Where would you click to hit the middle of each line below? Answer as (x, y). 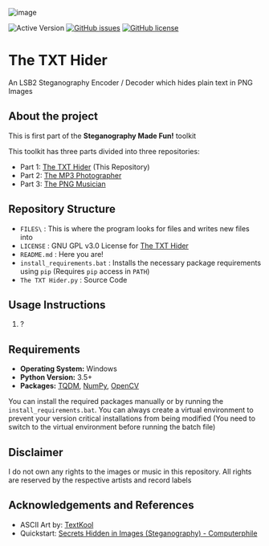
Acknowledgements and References (101, 505)
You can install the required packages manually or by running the (116, 401)
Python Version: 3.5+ (56, 377)
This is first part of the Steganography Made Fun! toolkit (102, 136)
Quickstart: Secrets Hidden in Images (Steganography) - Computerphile (139, 533)
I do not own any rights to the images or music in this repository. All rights (130, 471)
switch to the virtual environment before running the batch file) (112, 427)
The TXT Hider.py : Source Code (73, 279)
